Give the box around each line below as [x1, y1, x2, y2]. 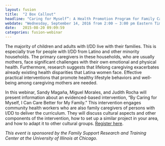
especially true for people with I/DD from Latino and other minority [5, 49, 139, 54]
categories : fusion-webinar [5, 30, 63, 35]
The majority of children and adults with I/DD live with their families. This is [5, 44, 156, 49]
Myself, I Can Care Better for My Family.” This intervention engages [5, 100, 141, 105]
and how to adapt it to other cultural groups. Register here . [5, 121, 124, 126]
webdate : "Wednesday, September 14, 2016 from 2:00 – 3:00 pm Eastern [5, 21, 153, 26]
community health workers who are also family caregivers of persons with [5, 105, 155, 111]
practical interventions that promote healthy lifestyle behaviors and [5, 74, 141, 80]
